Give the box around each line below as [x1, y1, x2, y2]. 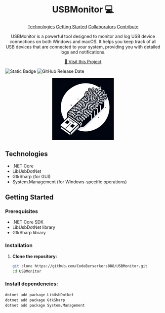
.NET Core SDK [12, 219, 44, 225]
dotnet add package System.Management [5, 303, 85, 308]
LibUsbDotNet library [12, 224, 56, 230]
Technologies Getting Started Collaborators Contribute [27, 23, 139, 30]
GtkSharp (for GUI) [12, 173, 51, 179]
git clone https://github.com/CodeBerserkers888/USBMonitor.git [12, 263, 148, 268]
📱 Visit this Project [64, 58, 102, 64]
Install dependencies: [5, 280, 58, 287]
